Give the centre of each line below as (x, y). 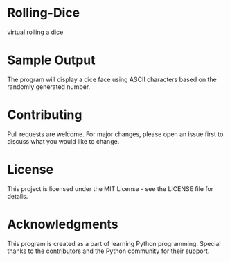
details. (18, 196)
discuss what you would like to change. (63, 141)
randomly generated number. (49, 87)
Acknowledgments (63, 224)
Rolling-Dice (44, 13)
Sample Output (51, 60)
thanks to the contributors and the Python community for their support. (108, 251)
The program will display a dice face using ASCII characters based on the (112, 79)
